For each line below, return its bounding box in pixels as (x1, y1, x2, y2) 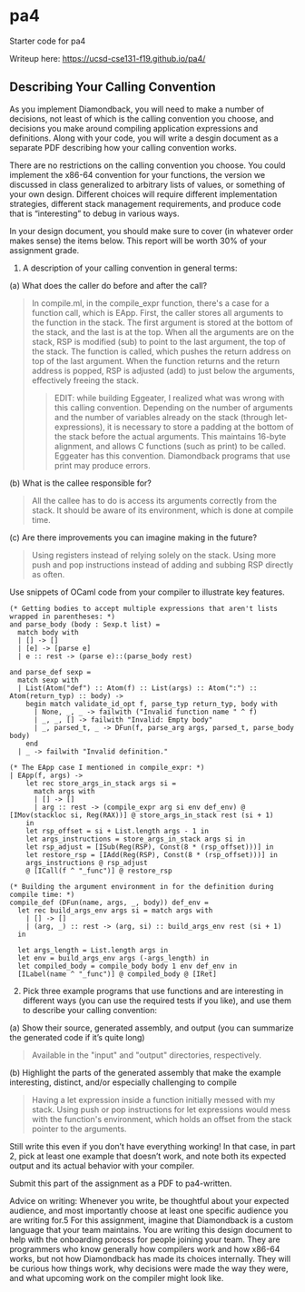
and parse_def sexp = (9, 667, 92, 676)
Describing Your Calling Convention (9, 79, 216, 95)
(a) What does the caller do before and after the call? (9, 280, 207, 291)
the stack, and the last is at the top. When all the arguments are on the (31, 326, 295, 337)
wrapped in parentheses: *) (9, 612, 116, 621)
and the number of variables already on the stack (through (54, 411, 273, 422)
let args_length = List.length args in (17, 945, 169, 954)
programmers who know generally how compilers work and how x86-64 (9, 1243, 280, 1254)
